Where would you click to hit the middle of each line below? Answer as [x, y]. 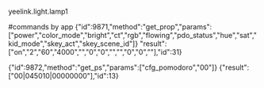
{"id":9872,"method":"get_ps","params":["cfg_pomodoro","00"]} [113, 67]
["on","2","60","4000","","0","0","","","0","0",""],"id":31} [95, 52]
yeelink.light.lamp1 [38, 11]
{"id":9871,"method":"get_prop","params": [143, 27]
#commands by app [41, 27]
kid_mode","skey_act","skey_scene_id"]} [73, 44]
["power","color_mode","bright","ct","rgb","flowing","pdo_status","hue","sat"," [133, 35]
